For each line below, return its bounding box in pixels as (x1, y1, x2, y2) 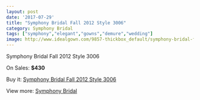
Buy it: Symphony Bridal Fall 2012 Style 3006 (6, 76, 117, 83)
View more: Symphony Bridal (6, 87, 77, 94)
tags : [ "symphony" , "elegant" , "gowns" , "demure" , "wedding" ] (6, 31, 153, 37)
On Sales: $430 (6, 64, 45, 71)
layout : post (6, 8, 39, 15)
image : (6, 36, 23, 42)
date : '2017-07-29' (6, 14, 55, 20)
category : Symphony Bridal (6, 25, 73, 32)
